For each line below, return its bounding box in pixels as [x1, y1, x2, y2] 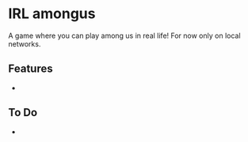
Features [8, 62, 53, 76]
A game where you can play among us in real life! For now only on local [8, 31, 241, 40]
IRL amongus [8, 5, 96, 23]
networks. [8, 39, 41, 48]
